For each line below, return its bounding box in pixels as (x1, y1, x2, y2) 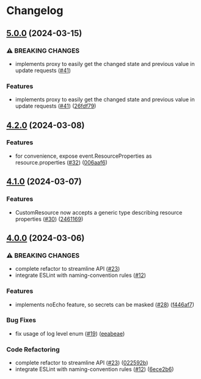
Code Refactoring (6, 345, 60, 353)
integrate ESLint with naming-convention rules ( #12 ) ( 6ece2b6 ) (15, 366, 174, 373)
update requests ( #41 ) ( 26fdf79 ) (15, 102, 97, 110)
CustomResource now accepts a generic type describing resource (15, 208, 183, 216)
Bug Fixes (6, 316, 37, 325)
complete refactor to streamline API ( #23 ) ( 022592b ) (15, 359, 148, 367)
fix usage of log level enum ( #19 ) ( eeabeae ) (15, 329, 125, 337)
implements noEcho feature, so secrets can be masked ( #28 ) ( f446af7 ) (15, 301, 194, 308)
